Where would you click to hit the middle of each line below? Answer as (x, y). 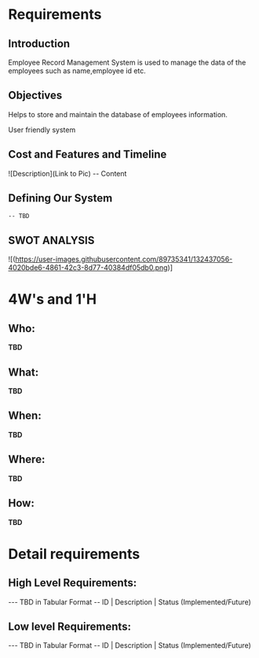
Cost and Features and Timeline (88, 155)
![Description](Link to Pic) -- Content (67, 173)
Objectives (35, 96)
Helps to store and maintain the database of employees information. (118, 114)
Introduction (39, 44)
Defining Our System (60, 198)
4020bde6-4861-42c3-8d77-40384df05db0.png (88, 268)
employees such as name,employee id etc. (77, 71)
